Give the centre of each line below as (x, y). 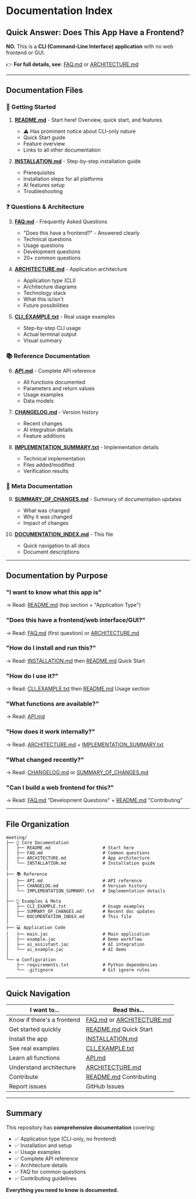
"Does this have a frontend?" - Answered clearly (81, 233)
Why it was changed (48, 517)
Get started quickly (35, 1029)
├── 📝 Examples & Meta (34, 901)
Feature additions (44, 436)
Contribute (24, 1077)
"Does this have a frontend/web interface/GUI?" (76, 620)
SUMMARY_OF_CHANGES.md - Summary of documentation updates (98, 499)
